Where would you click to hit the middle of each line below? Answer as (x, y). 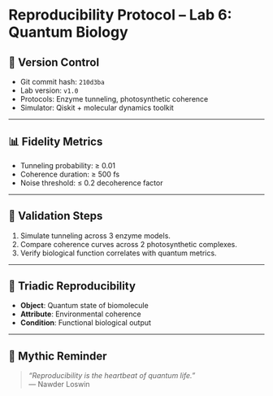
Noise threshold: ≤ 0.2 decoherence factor (91, 183)
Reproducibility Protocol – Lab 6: (120, 15)
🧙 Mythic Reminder (58, 356)
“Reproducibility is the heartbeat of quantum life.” (112, 376)
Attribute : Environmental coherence (80, 314)
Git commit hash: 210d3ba (62, 82)
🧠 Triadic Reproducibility (72, 286)
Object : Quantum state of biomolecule (84, 306)
